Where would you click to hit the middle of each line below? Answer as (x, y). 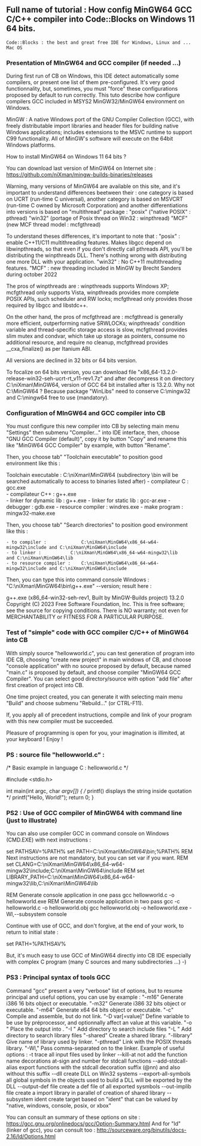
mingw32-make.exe (31, 514)
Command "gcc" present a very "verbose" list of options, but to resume (95, 990)
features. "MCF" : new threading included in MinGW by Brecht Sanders (94, 268)
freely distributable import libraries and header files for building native (92, 126)
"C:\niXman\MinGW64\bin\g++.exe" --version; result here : (79, 586)
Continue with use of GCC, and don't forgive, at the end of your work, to (95, 926)
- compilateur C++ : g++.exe (41, 494)
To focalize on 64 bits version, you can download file (71, 372)
